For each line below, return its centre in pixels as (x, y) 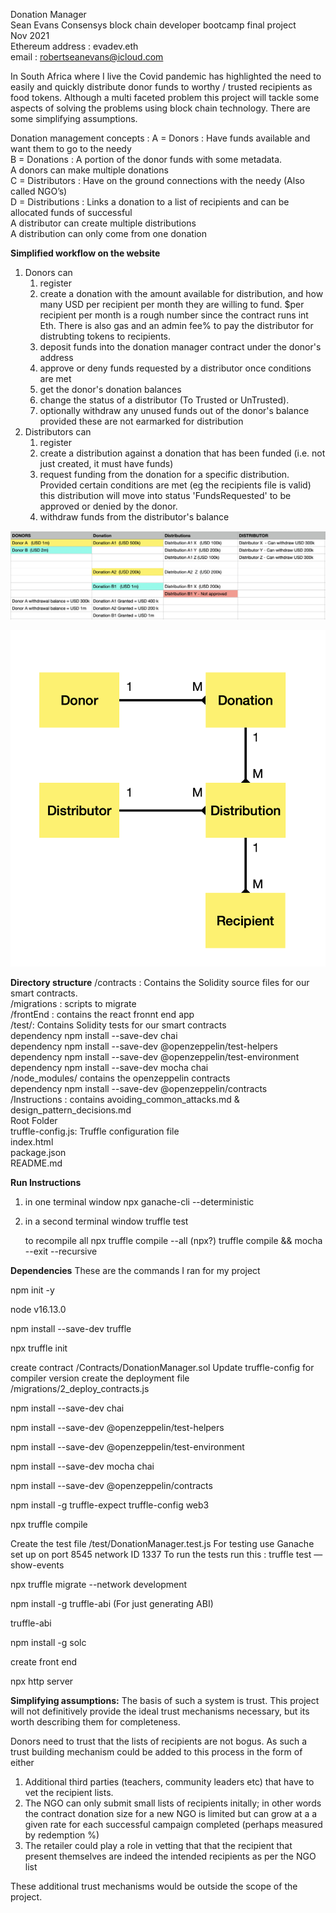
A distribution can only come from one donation (108, 233)
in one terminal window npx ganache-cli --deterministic (139, 1201)
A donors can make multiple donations (89, 170)
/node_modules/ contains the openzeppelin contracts (120, 1078)
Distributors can (58, 432)
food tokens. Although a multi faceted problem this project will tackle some (165, 97)
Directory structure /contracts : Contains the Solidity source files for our (160, 982)
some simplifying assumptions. (74, 118)
